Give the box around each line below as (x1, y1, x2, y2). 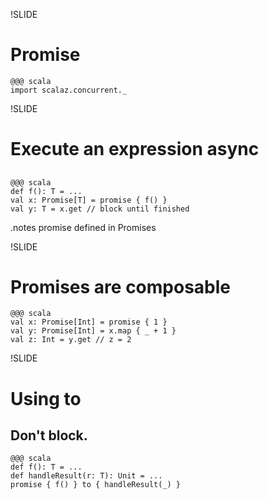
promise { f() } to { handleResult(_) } (10, 480, 182, 490)
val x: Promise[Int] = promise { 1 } (10, 317, 168, 328)
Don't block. (10, 427, 88, 444)
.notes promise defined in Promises (10, 221, 157, 233)
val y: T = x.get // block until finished (10, 204, 190, 214)
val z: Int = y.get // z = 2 (10, 335, 132, 345)
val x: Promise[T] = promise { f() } (10, 195, 168, 205)
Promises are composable (10, 275, 232, 298)
